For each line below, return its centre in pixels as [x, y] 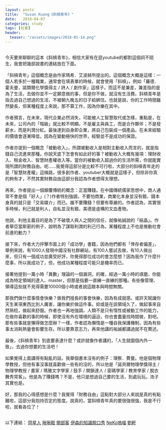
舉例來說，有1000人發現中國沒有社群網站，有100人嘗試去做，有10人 [75, 250]
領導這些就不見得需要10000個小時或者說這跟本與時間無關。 [66, 286]
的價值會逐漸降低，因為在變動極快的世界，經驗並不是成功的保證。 [72, 136]
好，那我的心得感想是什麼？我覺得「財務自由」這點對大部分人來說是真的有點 [83, 394]
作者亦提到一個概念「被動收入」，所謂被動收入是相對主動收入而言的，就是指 [82, 147]
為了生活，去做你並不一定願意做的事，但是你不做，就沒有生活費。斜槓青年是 [83, 93]
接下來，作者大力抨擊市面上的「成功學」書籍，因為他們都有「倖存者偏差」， [82, 244]
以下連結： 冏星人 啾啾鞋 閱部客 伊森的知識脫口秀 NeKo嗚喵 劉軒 [71, 423]
